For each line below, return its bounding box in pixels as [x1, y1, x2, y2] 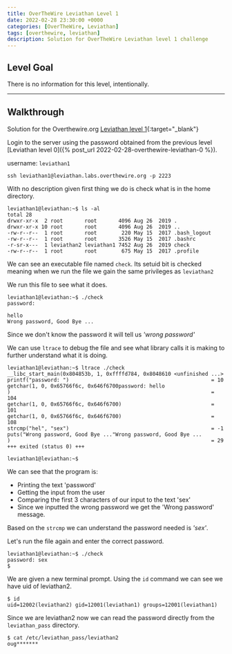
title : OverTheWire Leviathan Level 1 [7, 10, 119, 17]
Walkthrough [7, 107, 64, 118]
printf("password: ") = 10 [7, 376, 224, 383]
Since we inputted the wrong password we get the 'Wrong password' [17, 502, 215, 511]
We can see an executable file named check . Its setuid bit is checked [7, 260, 202, 268]
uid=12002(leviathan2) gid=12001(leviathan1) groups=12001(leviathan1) [7, 601, 217, 608]
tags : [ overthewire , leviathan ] [7, 29, 100, 37]
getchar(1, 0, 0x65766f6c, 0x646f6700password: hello [7, 382, 166, 390]
